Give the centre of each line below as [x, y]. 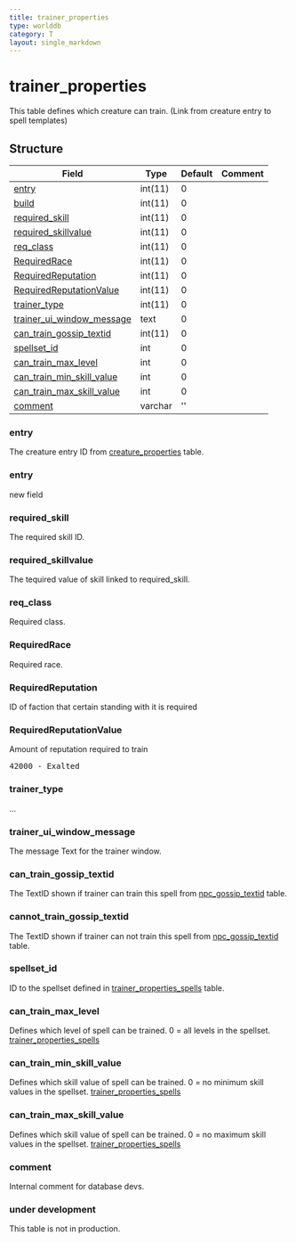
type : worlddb [36, 26]
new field [26, 495]
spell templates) [39, 120]
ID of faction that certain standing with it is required [104, 707]
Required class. [37, 622]
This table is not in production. [65, 1229]
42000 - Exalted [44, 766]
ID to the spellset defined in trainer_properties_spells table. [117, 988]
